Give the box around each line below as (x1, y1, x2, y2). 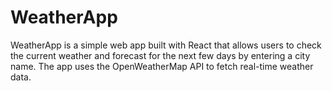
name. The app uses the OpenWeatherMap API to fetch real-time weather (10, 60, 314, 72)
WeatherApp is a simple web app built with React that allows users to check (10, 39, 322, 51)
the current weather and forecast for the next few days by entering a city (10, 49, 311, 61)
